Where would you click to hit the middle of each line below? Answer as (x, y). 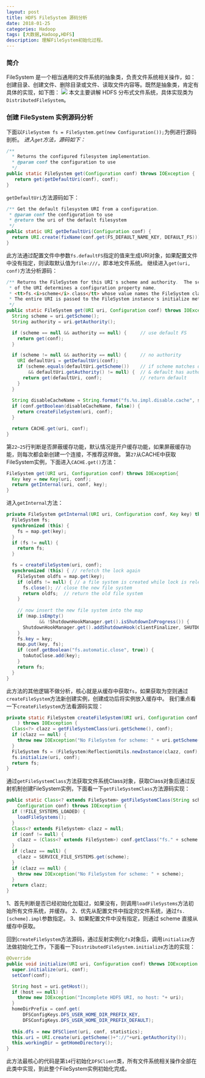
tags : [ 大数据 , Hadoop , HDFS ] (41, 35)
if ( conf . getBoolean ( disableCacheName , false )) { (76, 406)
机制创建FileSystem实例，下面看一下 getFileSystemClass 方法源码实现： (101, 789)
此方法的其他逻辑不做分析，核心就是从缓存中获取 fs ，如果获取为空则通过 (97, 691)
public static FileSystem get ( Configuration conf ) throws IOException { (101, 174)
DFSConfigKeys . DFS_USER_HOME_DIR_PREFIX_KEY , (81, 1015)
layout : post (23, 12)
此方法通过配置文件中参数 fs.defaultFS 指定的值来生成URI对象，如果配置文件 (102, 255)
